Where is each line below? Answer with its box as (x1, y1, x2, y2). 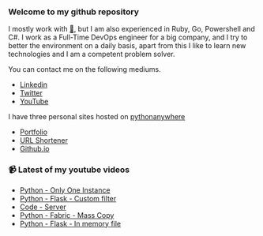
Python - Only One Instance (19, 185, 111, 195)
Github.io (19, 144, 50, 154)
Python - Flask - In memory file (19, 219, 122, 228)
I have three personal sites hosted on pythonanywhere (8, 112, 186, 122)
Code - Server (19, 202, 67, 212)
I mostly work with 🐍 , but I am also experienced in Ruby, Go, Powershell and (8, 24, 255, 34)
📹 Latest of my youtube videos (8, 164, 130, 175)
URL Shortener (19, 136, 69, 145)
